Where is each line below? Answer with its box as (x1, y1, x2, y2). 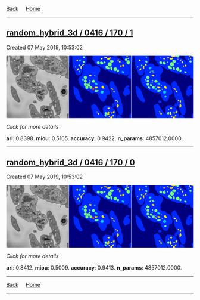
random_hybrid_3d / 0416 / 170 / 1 (6, 28, 133, 38)
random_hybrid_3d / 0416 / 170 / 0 (6, 157, 135, 168)
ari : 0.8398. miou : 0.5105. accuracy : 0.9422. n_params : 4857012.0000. (6, 134, 183, 142)
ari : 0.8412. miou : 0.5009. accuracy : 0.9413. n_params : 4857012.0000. (6, 264, 182, 271)
